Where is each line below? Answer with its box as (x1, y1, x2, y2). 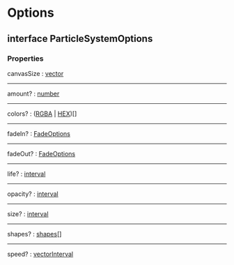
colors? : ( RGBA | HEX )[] (7, 109, 77, 118)
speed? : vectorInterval (7, 250, 74, 258)
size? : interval (7, 209, 49, 218)
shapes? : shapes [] (7, 229, 62, 238)
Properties (7, 54, 44, 63)
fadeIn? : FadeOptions (7, 129, 71, 137)
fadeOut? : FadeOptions (7, 149, 76, 158)
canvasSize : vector (7, 69, 64, 77)
